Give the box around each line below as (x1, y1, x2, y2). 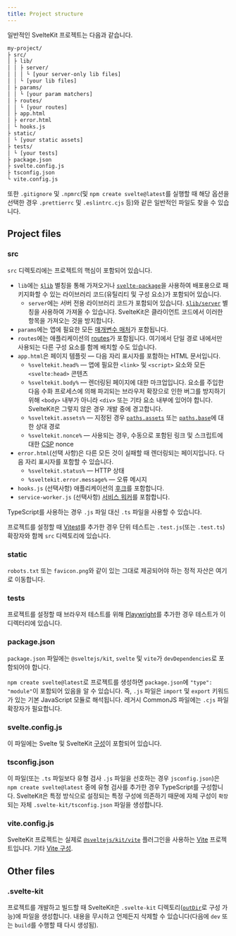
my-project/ (7, 44, 42, 51)
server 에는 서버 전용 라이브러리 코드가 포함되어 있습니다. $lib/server (27, 298, 221, 307)
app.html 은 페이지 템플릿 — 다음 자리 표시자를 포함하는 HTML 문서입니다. (17, 351, 221, 360)
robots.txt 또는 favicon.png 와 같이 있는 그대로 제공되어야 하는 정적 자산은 (7, 566, 215, 575)
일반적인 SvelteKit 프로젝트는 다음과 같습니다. (7, 30, 133, 39)
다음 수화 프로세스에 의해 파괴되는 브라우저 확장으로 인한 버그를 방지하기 (27, 387, 226, 395)
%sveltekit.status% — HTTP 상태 (27, 466, 125, 475)
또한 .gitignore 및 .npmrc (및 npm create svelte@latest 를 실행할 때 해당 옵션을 (7, 190, 230, 197)
